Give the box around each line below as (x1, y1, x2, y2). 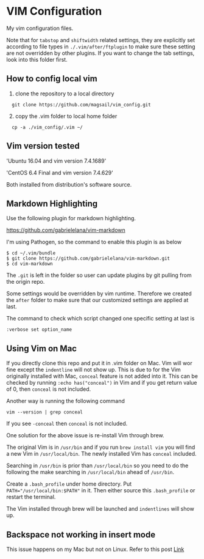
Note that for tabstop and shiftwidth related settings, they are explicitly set (6, 36, 195, 43)
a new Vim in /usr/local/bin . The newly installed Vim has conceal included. (6, 450, 197, 457)
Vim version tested (6, 141, 80, 151)
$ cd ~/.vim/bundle (6, 250, 56, 256)
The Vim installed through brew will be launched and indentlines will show (6, 505, 195, 513)
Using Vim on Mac (6, 343, 77, 354)
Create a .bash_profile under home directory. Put (6, 480, 132, 487)
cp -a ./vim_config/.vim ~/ (12, 124, 83, 130)
